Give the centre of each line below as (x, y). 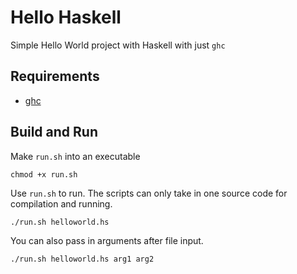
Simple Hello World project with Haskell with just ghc (118, 45)
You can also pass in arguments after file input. (107, 240)
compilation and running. (61, 203)
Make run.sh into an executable (75, 156)
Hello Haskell (66, 17)
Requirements (55, 76)
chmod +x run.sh (44, 174)
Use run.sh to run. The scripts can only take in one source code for (149, 193)
